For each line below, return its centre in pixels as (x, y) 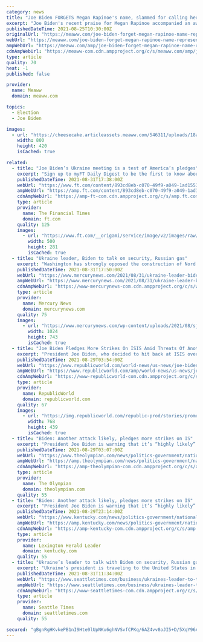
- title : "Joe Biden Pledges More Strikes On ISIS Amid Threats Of (98, 348)
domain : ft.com (41, 219)
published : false (28, 74)
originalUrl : (23, 35)
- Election (25, 113)
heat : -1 (17, 68)
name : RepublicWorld (48, 393)
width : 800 (31, 141)
